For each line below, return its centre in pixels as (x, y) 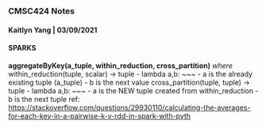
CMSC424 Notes (42, 11)
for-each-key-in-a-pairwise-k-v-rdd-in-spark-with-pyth (100, 115)
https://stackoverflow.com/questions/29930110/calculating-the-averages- (129, 107)
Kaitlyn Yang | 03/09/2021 (53, 30)
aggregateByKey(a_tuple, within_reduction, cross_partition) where (120, 66)
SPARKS (22, 48)
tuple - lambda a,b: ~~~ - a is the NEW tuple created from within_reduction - (133, 90)
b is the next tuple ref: (44, 99)
